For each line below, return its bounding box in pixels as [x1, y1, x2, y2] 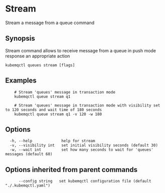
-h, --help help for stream [10, 139, 95, 144]
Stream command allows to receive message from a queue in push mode [5, 47, 156, 53]
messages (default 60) [5, 152, 53, 157]
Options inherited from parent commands [5, 165, 138, 174]
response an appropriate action [5, 53, 70, 59]
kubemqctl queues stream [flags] [5, 62, 75, 68]
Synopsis [5, 34, 35, 43]
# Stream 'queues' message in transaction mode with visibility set [14, 103, 160, 108]
